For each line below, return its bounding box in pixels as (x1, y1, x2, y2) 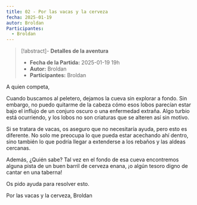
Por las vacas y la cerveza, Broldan (6, 192, 93, 199)
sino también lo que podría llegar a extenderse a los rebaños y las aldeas (6, 138, 186, 145)
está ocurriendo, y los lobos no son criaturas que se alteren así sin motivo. (6, 114, 190, 121)
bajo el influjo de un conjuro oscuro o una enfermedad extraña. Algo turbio (6, 108, 190, 115)
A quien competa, (6, 83, 50, 90)
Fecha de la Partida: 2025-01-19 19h (29, 59, 120, 66)
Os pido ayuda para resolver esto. (6, 180, 90, 188)
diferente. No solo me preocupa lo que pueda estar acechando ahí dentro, (6, 132, 189, 139)
